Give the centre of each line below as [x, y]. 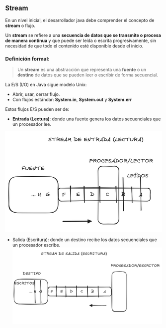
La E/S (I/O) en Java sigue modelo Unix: [46, 85]
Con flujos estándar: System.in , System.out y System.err [72, 100]
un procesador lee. [32, 124]
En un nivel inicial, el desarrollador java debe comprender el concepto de [80, 20]
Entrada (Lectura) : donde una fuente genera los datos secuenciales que [86, 119]
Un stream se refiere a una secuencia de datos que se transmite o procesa [83, 35]
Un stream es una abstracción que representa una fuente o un [82, 70]
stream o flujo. [20, 25]
